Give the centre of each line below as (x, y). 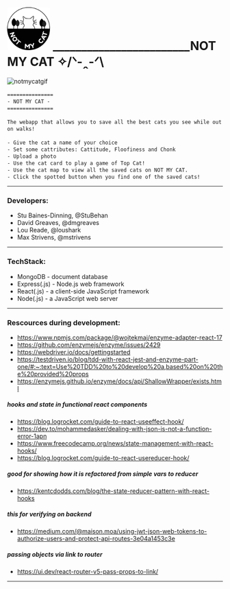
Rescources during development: (64, 322)
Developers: (28, 201)
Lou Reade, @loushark (49, 230)
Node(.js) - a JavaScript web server (67, 298)
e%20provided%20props (53, 374)
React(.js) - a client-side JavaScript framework (83, 291)
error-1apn (32, 436)
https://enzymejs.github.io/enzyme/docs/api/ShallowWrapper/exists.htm (119, 381)
